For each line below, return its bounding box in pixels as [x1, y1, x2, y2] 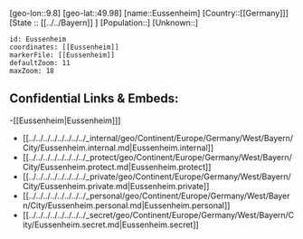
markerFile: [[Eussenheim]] [9, 51, 116, 60]
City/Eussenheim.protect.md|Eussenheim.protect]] [22, 161, 212, 172]
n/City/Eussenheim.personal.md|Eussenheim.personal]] [22, 199, 231, 211]
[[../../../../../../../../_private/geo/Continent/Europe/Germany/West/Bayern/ [22, 171, 291, 182]
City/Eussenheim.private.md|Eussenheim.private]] [22, 180, 210, 191]
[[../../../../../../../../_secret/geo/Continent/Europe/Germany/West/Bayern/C [22, 209, 295, 220]
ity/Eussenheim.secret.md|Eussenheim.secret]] [22, 219, 199, 230]
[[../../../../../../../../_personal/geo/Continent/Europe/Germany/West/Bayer [22, 190, 291, 201]
